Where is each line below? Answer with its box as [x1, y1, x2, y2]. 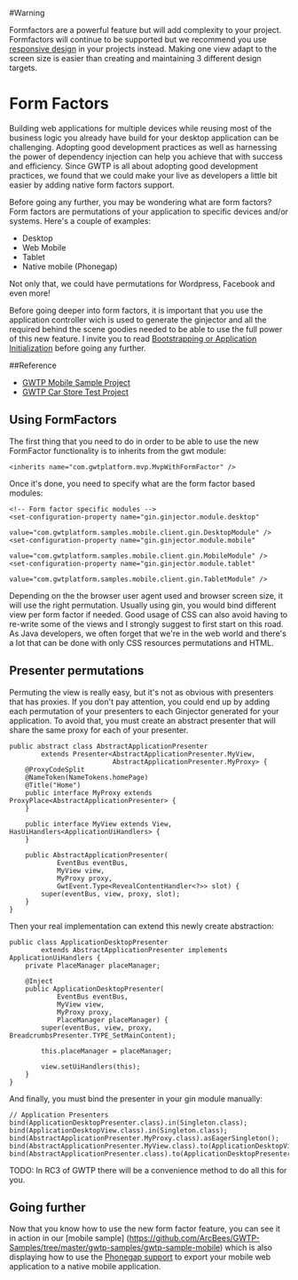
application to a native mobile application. [9, 1261, 161, 1272]
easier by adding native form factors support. [9, 179, 175, 190]
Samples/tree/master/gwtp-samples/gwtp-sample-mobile [9, 1243, 221, 1253]
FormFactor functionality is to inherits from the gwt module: [9, 445, 226, 456]
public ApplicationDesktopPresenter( [25, 984, 165, 993]
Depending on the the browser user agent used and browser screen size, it [9, 590, 284, 600]
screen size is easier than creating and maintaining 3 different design [9, 53, 262, 63]
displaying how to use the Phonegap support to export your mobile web [9, 1252, 271, 1262]
